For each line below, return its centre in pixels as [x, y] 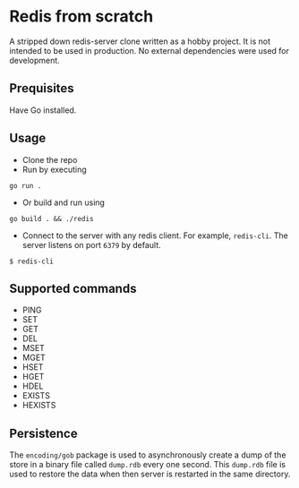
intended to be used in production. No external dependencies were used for [149, 50]
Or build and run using [64, 202]
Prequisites [42, 88]
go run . [26, 185]
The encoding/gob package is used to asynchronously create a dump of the [148, 455]
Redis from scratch [81, 17]
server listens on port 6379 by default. [91, 244]
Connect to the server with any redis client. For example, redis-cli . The [155, 235]
